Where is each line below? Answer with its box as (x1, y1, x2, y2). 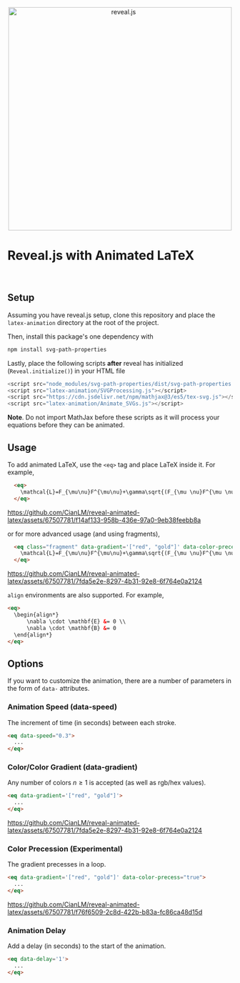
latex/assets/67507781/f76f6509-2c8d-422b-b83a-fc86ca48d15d (7, 908, 203, 917)
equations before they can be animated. (7, 421, 125, 429)
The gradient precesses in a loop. (7, 860, 106, 869)
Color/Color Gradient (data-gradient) (7, 762, 138, 772)
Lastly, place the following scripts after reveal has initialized (7, 359, 184, 367)
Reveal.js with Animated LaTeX (7, 247, 195, 264)
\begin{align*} (14, 612, 59, 619)
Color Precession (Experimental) (7, 844, 124, 854)
